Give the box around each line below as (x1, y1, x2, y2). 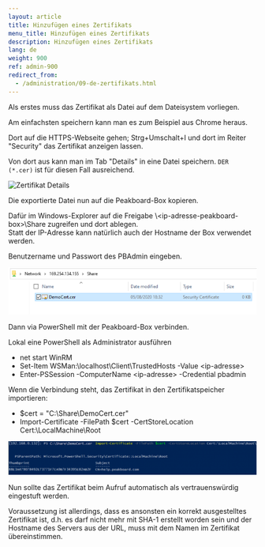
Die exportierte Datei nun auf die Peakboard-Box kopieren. (8, 195, 199, 205)
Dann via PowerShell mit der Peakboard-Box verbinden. (8, 322, 189, 331)
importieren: (8, 393, 48, 402)
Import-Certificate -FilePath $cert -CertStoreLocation (19, 417, 194, 426)
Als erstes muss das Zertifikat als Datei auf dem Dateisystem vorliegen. (8, 102, 240, 111)
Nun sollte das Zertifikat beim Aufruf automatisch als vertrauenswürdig (8, 483, 239, 492)
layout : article (8, 13, 62, 21)
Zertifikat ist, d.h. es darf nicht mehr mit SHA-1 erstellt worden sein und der (8, 515, 252, 525)
